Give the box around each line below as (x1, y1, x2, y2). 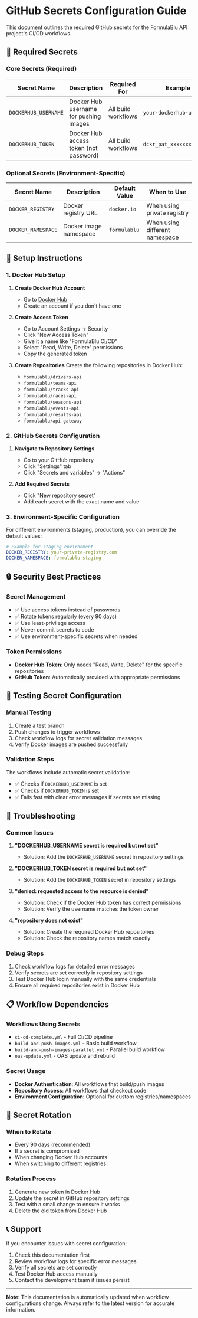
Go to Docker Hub (23, 296, 68, 303)
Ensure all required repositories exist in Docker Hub (14, 982, 140, 989)
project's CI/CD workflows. (6, 30, 72, 37)
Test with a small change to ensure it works (14, 1201, 120, 1208)
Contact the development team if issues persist (14, 1276, 130, 1283)
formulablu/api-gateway (23, 418, 82, 424)
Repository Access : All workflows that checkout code (14, 1087, 147, 1094)
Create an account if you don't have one (23, 302, 122, 309)
